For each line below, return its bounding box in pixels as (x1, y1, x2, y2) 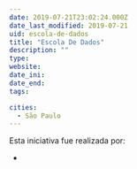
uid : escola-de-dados (9, 29, 89, 38)
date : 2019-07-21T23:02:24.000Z (9, 12, 128, 22)
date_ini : (9, 71, 46, 80)
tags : (9, 87, 29, 96)
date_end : (9, 79, 46, 88)
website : (9, 63, 42, 72)
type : (9, 54, 29, 63)
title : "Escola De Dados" (9, 37, 104, 47)
